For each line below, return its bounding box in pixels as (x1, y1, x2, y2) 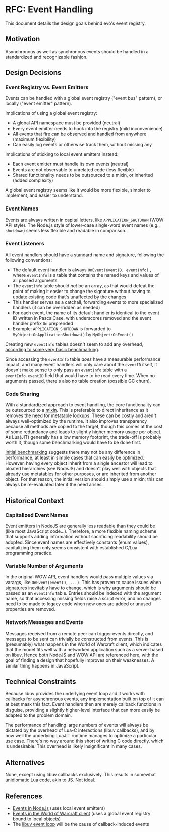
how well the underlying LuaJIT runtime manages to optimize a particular (5, 733, 157, 739)
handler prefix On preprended (12, 320, 73, 327)
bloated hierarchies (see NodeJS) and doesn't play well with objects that (5, 466, 156, 472)
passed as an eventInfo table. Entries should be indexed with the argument (5, 590, 161, 596)
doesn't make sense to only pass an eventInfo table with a (5, 367, 127, 373)
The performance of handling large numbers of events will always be (5, 722, 149, 728)
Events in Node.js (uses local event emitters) (12, 805, 105, 811)
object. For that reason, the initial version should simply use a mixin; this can (5, 476, 164, 482)
